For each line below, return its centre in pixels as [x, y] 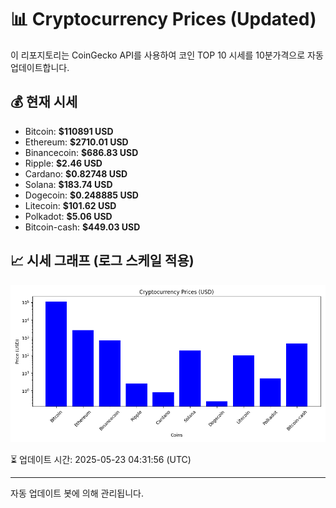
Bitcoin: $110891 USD [69, 131]
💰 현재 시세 [44, 102]
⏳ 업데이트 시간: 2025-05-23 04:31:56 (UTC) [101, 459]
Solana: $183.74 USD [68, 184]
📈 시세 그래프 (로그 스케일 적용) [102, 261]
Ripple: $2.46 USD [63, 163]
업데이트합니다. [40, 67]
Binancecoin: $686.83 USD [81, 152]
